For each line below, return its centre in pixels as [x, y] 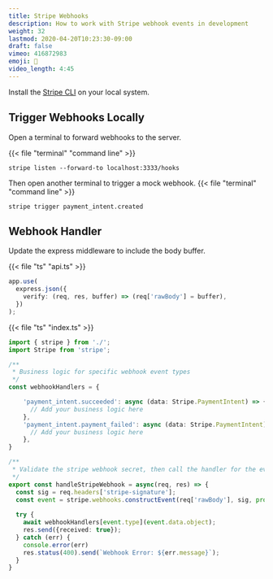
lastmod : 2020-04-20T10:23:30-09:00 [70, 39]
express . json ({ [41, 289]
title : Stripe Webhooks [49, 16]
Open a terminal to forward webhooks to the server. [95, 137]
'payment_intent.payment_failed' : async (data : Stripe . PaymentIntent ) [145, 424]
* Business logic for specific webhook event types [101, 372]
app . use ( [23, 281]
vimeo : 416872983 [38, 54]
